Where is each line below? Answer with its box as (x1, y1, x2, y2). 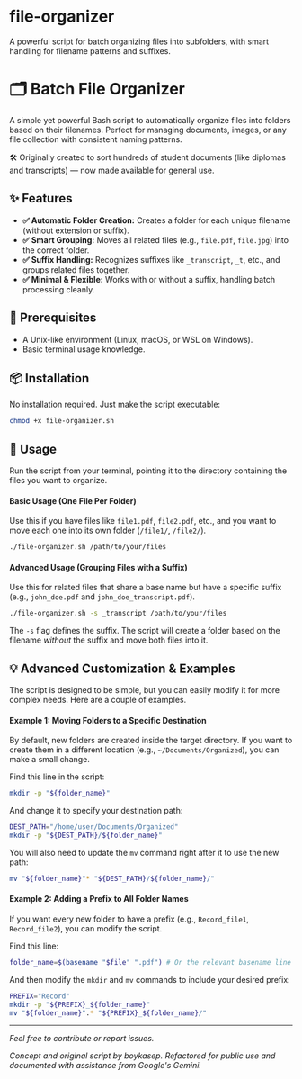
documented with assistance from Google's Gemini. (9, 1060, 202, 1071)
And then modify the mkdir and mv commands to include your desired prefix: (9, 974, 290, 985)
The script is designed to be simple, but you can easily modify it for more (9, 684, 280, 695)
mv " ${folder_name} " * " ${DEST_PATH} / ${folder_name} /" (9, 874, 216, 883)
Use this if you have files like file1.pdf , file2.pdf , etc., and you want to (9, 516, 277, 526)
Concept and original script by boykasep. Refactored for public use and (9, 1050, 276, 1061)
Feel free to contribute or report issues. (9, 1033, 155, 1044)
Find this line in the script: (9, 771, 105, 782)
